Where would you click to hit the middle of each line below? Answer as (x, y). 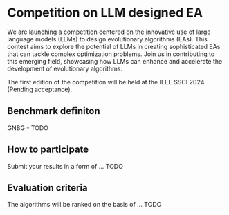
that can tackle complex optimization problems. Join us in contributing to (111, 54)
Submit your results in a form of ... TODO (65, 166)
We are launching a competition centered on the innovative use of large (109, 32)
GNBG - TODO (28, 128)
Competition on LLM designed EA (105, 13)
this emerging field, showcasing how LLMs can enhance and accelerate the (115, 61)
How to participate (48, 150)
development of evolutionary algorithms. (65, 68)
